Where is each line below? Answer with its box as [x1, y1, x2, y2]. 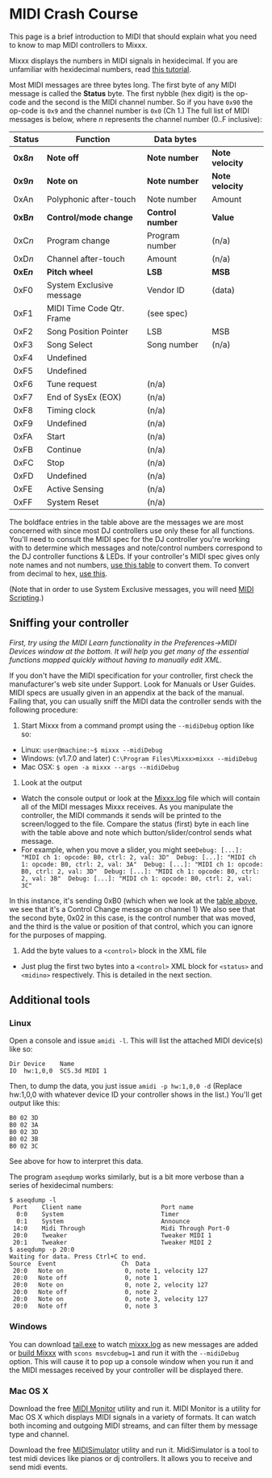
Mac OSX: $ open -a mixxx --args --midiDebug [20, 762, 180, 771]
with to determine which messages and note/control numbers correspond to [9, 543, 263, 552]
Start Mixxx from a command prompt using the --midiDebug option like [20, 720, 255, 730]
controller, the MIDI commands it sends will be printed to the [20, 810, 222, 820]
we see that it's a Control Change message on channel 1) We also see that [9, 904, 256, 913]
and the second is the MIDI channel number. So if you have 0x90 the [27, 97, 253, 107]
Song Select [46, 338, 94, 350]
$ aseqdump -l [9, 1196, 57, 1204]
